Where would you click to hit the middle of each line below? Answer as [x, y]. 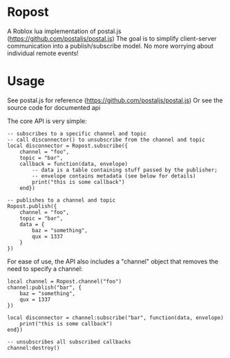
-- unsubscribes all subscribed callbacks [69, 342]
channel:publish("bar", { [44, 288]
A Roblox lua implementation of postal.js [65, 31]
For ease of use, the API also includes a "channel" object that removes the [113, 261]
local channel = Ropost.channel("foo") [65, 281]
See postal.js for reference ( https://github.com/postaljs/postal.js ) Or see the [115, 100]
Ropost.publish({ [32, 206]
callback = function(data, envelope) [74, 164]
